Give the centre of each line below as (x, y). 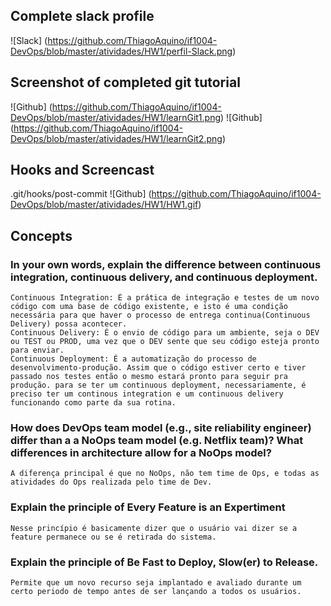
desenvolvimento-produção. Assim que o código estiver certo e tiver (158, 368)
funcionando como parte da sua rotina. (93, 403)
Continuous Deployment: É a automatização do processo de (133, 359)
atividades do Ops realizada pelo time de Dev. (111, 482)
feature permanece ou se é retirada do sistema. (113, 537)
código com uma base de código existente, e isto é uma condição (149, 307)
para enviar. (37, 350)
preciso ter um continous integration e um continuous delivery (147, 394)
